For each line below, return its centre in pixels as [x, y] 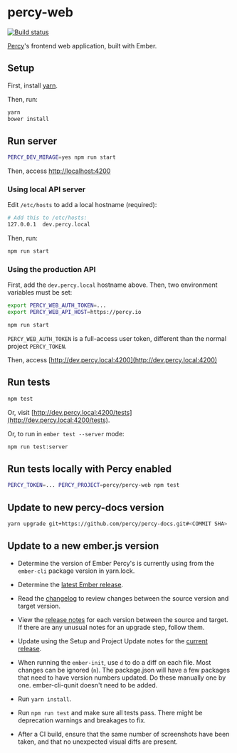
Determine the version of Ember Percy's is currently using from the [116, 563]
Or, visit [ [21, 412]
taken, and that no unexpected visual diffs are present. [98, 742]
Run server [32, 141]
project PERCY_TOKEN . [37, 347]
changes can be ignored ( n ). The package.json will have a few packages [123, 670]
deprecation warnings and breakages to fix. [81, 720]
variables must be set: [40, 293]
